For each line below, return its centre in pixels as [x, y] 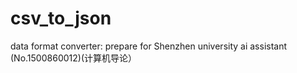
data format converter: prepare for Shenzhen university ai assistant [149, 46]
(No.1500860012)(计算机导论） [73, 58]
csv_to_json [61, 18]
